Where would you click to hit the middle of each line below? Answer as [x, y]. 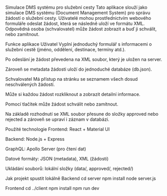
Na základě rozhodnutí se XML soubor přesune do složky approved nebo [82, 114]
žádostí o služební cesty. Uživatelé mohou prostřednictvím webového [78, 18]
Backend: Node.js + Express [35, 139]
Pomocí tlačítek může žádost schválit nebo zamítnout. [62, 104]
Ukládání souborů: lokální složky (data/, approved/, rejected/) [69, 169]
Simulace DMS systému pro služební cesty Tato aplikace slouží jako [76, 7]
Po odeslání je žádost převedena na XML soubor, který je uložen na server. [84, 59]
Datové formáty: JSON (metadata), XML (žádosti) [57, 159]
